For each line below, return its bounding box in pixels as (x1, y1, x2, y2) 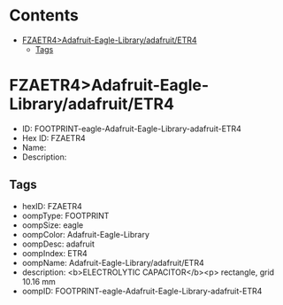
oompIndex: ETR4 (21, 247, 88, 258)
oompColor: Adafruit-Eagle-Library (21, 229, 150, 239)
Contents (9, 5, 80, 26)
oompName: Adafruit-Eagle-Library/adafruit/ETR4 (21, 257, 205, 268)
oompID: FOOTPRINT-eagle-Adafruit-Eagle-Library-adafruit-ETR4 (21, 285, 263, 296)
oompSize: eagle (21, 219, 84, 231)
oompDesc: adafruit (21, 239, 96, 249)
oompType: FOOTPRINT (21, 210, 110, 221)
